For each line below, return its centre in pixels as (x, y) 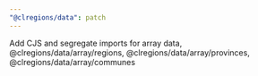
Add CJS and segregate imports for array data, (96, 43)
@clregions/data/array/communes (73, 62)
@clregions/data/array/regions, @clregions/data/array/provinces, (130, 52)
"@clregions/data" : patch (57, 17)
